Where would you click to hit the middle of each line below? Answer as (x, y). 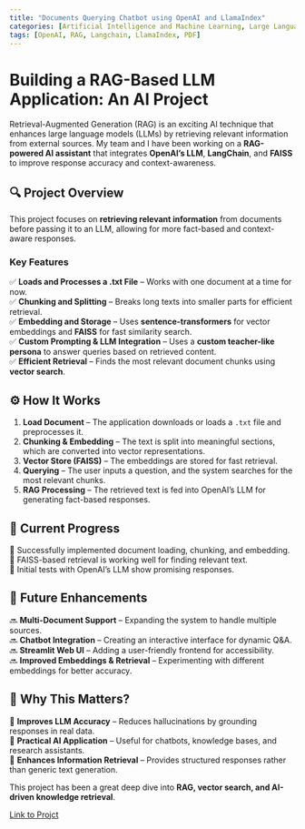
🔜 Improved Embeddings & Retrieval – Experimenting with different (137, 660)
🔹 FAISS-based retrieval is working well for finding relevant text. (128, 560)
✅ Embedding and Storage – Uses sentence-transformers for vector (140, 322)
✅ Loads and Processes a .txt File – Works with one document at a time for (151, 282)
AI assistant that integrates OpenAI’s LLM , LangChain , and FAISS (169, 153)
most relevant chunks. (64, 480)
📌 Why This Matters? (69, 699)
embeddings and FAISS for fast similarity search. (101, 332)
